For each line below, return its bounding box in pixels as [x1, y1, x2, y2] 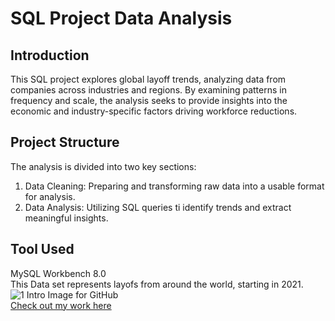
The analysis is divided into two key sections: [10, 160, 197, 172]
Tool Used [10, 241, 75, 258]
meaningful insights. [24, 212, 109, 224]
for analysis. [24, 190, 76, 202]
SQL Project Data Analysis [10, 7, 233, 30]
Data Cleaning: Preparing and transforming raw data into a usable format [24, 180, 325, 192]
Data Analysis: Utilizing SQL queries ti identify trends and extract [24, 201, 292, 213]
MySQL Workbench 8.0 [10, 267, 107, 279]
